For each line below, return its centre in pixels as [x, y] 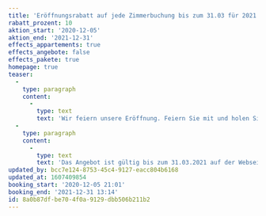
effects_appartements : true [55, 45]
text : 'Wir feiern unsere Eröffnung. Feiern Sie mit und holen [143, 119]
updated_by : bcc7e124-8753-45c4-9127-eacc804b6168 [93, 170]
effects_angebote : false [49, 52]
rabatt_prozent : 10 [40, 23]
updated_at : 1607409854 [47, 178]
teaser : [21, 74]
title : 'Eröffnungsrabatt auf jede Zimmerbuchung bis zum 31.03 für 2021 [133, 15]
